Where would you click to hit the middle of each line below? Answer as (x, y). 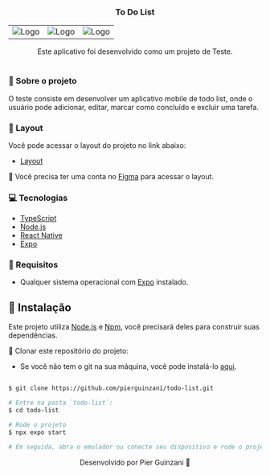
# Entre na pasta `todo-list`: (61, 403)
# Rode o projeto (37, 424)
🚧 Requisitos (33, 265)
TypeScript (38, 219)
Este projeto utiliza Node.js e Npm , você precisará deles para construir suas (134, 327)
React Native (41, 235)
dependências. (33, 335)
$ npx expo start (37, 432)
